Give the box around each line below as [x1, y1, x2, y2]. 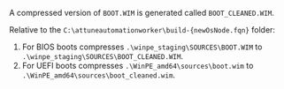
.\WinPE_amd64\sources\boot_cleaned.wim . [21, 70, 175, 80]
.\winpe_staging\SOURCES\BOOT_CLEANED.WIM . [21, 51, 184, 61]
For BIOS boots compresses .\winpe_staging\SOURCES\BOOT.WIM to [21, 41, 263, 52]
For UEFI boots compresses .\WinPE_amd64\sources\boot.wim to [21, 61, 254, 70]
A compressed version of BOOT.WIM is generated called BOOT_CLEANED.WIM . [9, 8, 274, 18]
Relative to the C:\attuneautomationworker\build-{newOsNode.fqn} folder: [9, 25, 276, 34]
